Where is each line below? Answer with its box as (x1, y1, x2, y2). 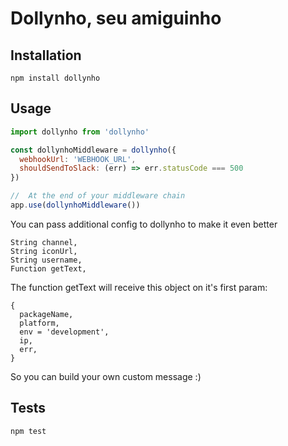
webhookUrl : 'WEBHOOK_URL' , (19, 154, 137, 164)
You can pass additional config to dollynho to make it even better (10, 218, 278, 230)
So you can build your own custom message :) (10, 370, 202, 382)
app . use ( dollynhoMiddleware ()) (10, 200, 141, 211)
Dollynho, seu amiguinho (10, 7, 222, 30)
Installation (10, 47, 82, 64)
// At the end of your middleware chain (10, 191, 186, 201)
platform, (19, 318, 60, 328)
